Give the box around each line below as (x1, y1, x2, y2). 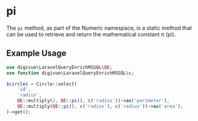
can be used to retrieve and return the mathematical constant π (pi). (6, 30, 176, 38)
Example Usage (6, 48, 67, 59)
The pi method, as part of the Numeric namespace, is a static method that (6, 24, 193, 31)
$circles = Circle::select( (6, 80, 78, 87)
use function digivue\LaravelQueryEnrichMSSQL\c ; (6, 70, 135, 76)
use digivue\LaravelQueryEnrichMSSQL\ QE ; (6, 64, 113, 70)
